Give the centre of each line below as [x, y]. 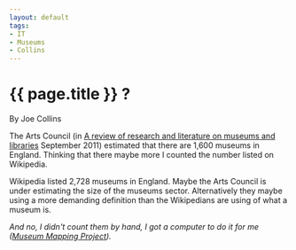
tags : [19, 26]
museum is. [30, 210]
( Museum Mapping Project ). [61, 237]
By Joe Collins [35, 119]
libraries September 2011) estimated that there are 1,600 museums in [134, 145]
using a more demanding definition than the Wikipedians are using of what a [148, 200]
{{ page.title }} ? [70, 94]
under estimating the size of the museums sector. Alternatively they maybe [146, 191]
